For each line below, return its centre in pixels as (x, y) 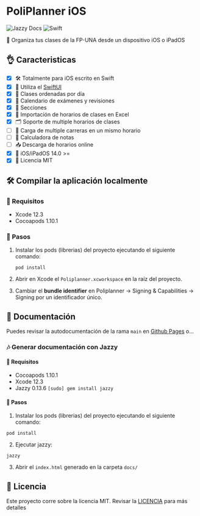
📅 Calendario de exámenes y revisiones (65, 100)
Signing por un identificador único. (59, 297)
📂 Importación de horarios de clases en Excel (72, 114)
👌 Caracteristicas (41, 60)
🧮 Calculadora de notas (45, 137)
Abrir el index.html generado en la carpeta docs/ (77, 467)
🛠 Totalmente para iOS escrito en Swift (65, 78)
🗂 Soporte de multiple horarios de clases (67, 122)
